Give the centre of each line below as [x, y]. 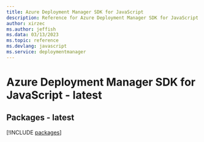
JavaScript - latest [54, 95]
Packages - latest [40, 118]
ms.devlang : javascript [37, 47]
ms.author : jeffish [31, 29]
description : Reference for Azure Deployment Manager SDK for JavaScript [103, 18]
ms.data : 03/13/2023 [33, 35]
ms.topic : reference [33, 40]
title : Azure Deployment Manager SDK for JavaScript [75, 12]
